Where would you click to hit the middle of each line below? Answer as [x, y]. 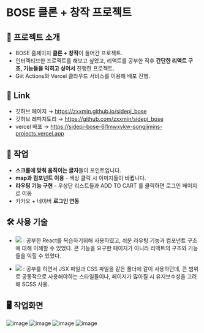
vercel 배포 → [32, 126]
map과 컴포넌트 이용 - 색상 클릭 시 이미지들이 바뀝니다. [81, 178]
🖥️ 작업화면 [25, 305]
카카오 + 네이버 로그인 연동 [47, 201]
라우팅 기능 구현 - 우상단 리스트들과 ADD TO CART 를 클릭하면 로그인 [98, 185]
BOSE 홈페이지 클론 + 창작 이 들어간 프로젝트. [69, 53]
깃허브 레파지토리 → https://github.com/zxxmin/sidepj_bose [89, 119]
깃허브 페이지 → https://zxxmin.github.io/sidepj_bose [81, 111]
